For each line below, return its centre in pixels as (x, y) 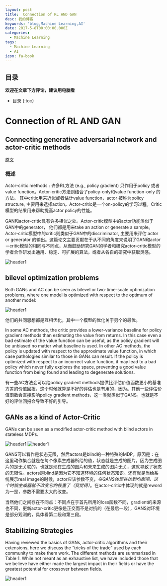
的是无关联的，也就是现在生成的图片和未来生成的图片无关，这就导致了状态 (85, 467)
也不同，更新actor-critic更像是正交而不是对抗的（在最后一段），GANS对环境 (83, 508)
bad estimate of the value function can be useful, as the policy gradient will (82, 340)
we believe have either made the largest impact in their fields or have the (80, 563)
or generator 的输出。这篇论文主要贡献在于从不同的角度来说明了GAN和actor (83, 240)
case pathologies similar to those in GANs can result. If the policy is (74, 356)
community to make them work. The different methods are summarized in (81, 553)
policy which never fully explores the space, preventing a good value (76, 367)
